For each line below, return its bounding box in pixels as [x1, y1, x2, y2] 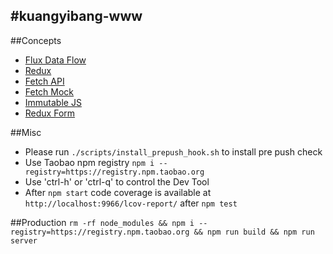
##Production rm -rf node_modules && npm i [10, 216, 195, 228]
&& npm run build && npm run [193, 227, 315, 237]
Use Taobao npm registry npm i [24, 156, 155, 168]
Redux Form [24, 107, 76, 119]
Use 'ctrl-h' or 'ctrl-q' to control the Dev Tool [24, 175, 210, 188]
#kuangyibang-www [10, 8, 143, 25]
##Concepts [10, 34, 62, 46]
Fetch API [24, 75, 65, 87]
